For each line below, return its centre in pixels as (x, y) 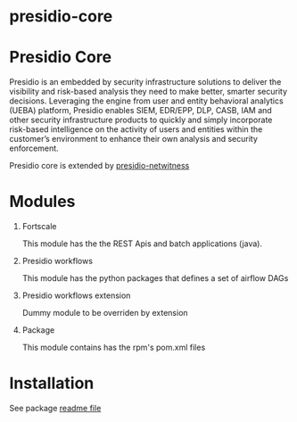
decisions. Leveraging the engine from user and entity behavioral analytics (146, 101)
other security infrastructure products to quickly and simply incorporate (141, 120)
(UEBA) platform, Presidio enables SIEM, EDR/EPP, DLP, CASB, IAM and (140, 111)
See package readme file (55, 408)
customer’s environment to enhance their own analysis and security (134, 139)
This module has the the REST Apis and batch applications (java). (142, 244)
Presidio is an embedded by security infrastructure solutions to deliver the (145, 82)
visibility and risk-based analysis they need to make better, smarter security (148, 92)
